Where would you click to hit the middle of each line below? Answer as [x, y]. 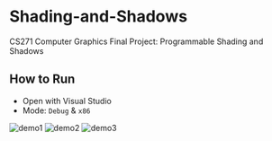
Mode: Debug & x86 [56, 110]
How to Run [42, 79]
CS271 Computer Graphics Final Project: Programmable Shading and [136, 41]
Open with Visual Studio [67, 101]
